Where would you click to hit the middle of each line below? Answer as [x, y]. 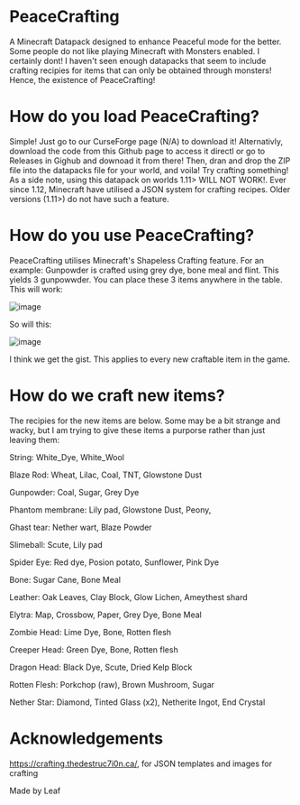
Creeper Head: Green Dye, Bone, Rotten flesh [94, 649]
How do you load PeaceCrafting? [134, 117]
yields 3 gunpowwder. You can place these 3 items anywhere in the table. [146, 279]
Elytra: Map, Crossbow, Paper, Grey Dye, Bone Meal [106, 615]
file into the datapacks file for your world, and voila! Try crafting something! [149, 170]
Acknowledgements [86, 738]
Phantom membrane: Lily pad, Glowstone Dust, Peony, [110, 509]
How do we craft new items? [117, 395]
